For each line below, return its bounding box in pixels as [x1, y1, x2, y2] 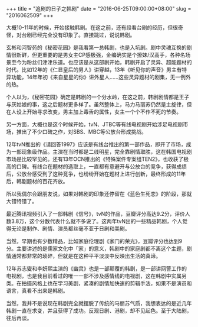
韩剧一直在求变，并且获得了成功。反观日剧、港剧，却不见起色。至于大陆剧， [6, 307, 192, 314]
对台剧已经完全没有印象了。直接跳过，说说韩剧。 [16, 31, 136, 38]
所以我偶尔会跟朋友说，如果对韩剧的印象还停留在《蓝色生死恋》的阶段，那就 [6, 190, 192, 197]
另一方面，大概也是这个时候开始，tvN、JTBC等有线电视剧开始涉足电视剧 [6, 121, 183, 128]
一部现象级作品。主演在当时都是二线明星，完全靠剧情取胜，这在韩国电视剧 [11, 148, 192, 155]
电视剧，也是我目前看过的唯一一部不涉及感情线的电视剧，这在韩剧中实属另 [6, 273, 187, 279]
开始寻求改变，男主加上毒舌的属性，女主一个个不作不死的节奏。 [26, 108, 181, 115]
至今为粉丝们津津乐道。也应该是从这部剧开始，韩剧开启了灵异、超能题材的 [11, 59, 192, 66]
